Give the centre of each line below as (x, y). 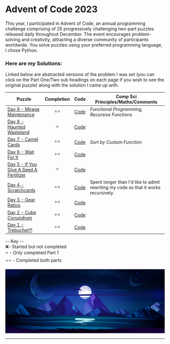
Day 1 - (16, 224)
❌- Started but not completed (36, 247)
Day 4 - (16, 185)
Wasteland (18, 132)
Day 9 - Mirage (23, 109)
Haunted (16, 127)
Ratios (14, 205)
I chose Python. (22, 50)
